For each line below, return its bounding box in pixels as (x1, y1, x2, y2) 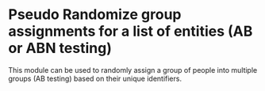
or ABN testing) (8, 40, 113, 57)
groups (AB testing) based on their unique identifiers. (8, 74, 182, 83)
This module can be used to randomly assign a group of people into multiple (8, 65, 258, 74)
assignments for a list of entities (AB (8, 22, 253, 40)
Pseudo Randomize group (8, 6, 182, 24)
